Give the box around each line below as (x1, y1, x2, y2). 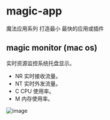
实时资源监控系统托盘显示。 (6, 59, 75, 67)
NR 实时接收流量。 (14, 72, 61, 80)
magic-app (6, 4, 63, 18)
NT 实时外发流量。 (14, 80, 61, 87)
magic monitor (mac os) (6, 43, 97, 53)
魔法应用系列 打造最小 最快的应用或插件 (6, 25, 104, 32)
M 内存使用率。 (14, 95, 53, 102)
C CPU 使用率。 (14, 87, 55, 95)
